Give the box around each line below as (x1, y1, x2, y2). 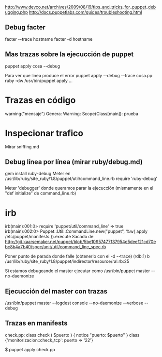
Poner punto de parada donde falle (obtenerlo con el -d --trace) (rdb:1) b (5, 253, 150, 259)
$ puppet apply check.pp (5, 346, 56, 352)
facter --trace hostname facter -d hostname (5, 36, 93, 42)
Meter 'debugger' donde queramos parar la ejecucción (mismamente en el (5, 185, 154, 191)
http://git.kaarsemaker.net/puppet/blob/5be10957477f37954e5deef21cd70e (5, 239, 156, 244)
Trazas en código (5, 95, 76, 106)
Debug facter (5, 23, 46, 32)
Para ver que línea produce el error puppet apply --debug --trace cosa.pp (5, 72, 153, 78)
